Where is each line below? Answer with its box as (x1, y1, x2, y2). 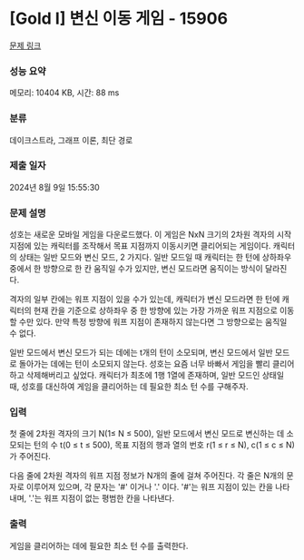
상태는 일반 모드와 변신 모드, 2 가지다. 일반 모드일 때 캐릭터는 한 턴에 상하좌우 (18, 251, 292, 263)
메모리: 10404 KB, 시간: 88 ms (9, 87, 120, 98)
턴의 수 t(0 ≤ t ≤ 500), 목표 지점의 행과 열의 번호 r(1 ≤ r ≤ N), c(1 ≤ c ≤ (33, 439, 284, 450)
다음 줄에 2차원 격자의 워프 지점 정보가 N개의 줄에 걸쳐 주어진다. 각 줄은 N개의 (9, 470, 285, 481)
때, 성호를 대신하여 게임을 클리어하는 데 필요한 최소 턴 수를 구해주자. (9, 381, 249, 392)
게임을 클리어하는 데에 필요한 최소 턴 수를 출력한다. (9, 540, 189, 551)
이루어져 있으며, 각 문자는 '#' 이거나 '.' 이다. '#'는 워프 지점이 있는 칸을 (25, 482, 274, 493)
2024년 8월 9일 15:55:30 (9, 182, 100, 192)
